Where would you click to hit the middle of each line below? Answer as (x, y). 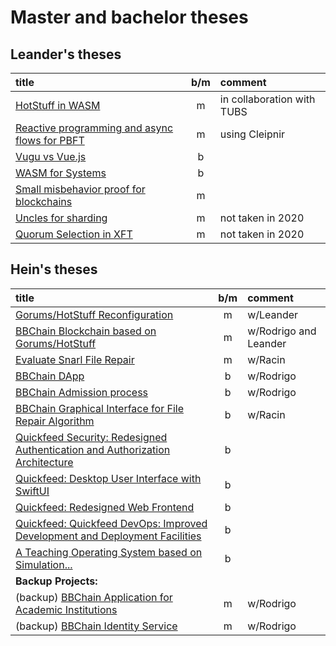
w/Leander (273, 314)
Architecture (44, 462)
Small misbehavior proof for (80, 189)
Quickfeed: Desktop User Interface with (108, 478)
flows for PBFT (50, 140)
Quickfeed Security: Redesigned (91, 437)
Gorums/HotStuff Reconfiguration (94, 314)
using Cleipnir (252, 134)
